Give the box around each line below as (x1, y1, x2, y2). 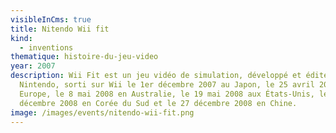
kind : (10, 33, 33, 43)
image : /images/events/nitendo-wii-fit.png (10, 107, 195, 118)
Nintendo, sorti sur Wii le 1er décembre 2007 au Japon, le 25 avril (19, 80, 315, 90)
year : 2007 (10, 61, 56, 71)
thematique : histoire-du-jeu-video (10, 52, 159, 62)
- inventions (19, 42, 74, 53)
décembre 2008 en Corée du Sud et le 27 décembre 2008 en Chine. (19, 98, 298, 108)
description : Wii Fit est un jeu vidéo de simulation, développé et (10, 71, 302, 81)
